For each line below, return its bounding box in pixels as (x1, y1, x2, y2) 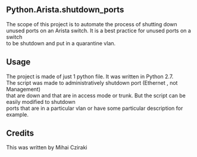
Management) (6, 85, 40, 93)
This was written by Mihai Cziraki (6, 144, 87, 151)
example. (6, 110, 29, 118)
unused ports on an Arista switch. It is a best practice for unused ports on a (6, 27, 192, 34)
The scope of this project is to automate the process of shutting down (6, 20, 177, 27)
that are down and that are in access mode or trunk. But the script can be (6, 92, 186, 99)
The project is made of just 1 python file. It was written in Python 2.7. (6, 73, 174, 80)
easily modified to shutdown (6, 98, 76, 105)
